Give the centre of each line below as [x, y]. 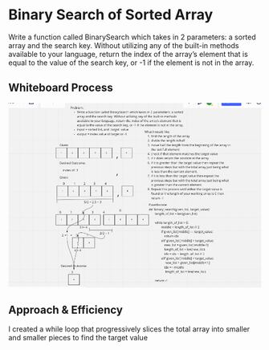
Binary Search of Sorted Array [111, 15]
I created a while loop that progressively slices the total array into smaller [129, 329]
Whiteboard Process [61, 88]
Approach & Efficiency [65, 309]
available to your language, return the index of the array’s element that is [128, 54]
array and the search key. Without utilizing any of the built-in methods [124, 45]
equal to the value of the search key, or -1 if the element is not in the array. [131, 63]
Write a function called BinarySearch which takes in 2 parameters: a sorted [132, 37]
